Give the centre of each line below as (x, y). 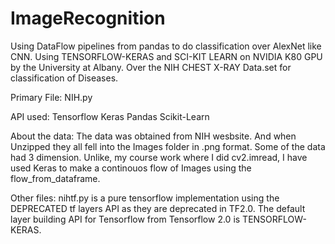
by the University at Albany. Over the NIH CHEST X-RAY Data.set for (151, 67)
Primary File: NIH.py (51, 97)
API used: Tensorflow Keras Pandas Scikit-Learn (110, 116)
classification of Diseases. (64, 78)
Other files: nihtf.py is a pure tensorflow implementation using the (145, 198)
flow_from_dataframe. (55, 178)
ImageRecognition (88, 18)
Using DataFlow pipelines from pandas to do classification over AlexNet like (166, 46)
